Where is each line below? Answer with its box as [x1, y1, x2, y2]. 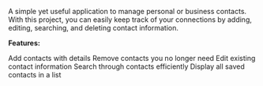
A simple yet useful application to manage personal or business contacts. [8, 7, 247, 16]
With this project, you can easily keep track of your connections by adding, [8, 15, 253, 24]
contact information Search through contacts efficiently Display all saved [8, 62, 245, 71]
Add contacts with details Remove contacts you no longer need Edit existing [8, 54, 256, 63]
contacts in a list [8, 70, 62, 79]
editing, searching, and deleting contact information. [8, 23, 179, 32]
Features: [8, 38, 41, 48]
